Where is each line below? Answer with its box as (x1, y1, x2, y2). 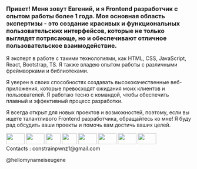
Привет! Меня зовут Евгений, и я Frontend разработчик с (6, 5, 178, 13)
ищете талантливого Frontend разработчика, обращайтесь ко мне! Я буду (6, 115, 191, 122)
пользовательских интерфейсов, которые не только (6, 26, 165, 35)
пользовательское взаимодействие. (6, 41, 117, 49)
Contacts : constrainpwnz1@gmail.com (6, 145, 101, 152)
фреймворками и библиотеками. (6, 67, 89, 75)
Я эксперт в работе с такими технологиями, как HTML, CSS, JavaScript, (6, 55, 186, 62)
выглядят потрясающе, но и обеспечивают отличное (6, 34, 167, 42)
